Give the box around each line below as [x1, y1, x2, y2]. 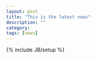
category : [6, 25, 31, 31]
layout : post [6, 8, 38, 15]
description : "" [6, 19, 46, 25]
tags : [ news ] [6, 30, 38, 36]
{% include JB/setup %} [6, 46, 65, 53]
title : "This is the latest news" [6, 14, 91, 20]
